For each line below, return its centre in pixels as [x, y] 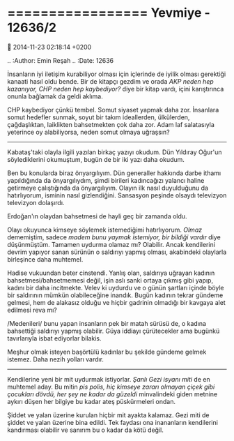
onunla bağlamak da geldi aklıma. [55, 96]
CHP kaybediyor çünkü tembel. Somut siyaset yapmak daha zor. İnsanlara [113, 110]
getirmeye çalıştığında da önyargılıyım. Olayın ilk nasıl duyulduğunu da [108, 188]
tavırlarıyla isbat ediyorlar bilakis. [54, 338]
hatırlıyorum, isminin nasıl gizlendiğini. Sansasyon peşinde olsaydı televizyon [117, 195]
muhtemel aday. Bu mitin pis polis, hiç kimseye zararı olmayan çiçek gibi [111, 387]
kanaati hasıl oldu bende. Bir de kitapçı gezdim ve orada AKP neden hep [110, 81]
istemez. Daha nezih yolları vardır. [56, 359]
